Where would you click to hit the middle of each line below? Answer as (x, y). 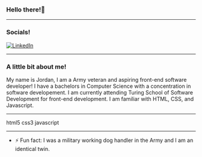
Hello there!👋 (26, 10)
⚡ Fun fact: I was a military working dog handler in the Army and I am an (104, 140)
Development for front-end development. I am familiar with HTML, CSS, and (100, 99)
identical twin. (32, 149)
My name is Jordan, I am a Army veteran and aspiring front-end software (96, 79)
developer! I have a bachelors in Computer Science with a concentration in (99, 86)
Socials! (18, 32)
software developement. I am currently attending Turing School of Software (100, 92)
